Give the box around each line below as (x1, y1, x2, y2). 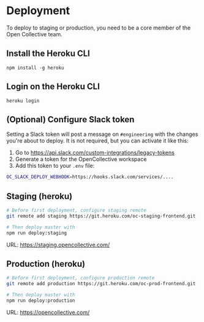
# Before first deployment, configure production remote (6, 275, 155, 281)
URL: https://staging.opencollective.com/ (6, 241, 110, 248)
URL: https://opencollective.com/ (6, 308, 90, 316)
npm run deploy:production (6, 297, 75, 304)
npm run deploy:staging (6, 230, 67, 236)
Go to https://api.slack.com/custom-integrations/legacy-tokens (15, 149, 175, 157)
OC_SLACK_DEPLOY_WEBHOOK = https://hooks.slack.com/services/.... (6, 174, 174, 180)
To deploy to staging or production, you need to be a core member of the (6, 24, 191, 31)
